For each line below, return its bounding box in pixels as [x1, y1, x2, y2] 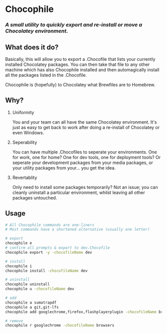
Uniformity [12, 109, 34, 115]
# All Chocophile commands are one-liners [5, 222, 94, 227]
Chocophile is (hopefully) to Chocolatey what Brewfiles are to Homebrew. [5, 81, 156, 88]
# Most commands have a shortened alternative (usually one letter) [5, 227, 150, 232]
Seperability [12, 139, 37, 145]
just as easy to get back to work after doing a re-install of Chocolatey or [12, 124, 160, 130]
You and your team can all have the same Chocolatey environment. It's [12, 119, 157, 125]
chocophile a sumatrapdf [5, 300, 57, 305]
